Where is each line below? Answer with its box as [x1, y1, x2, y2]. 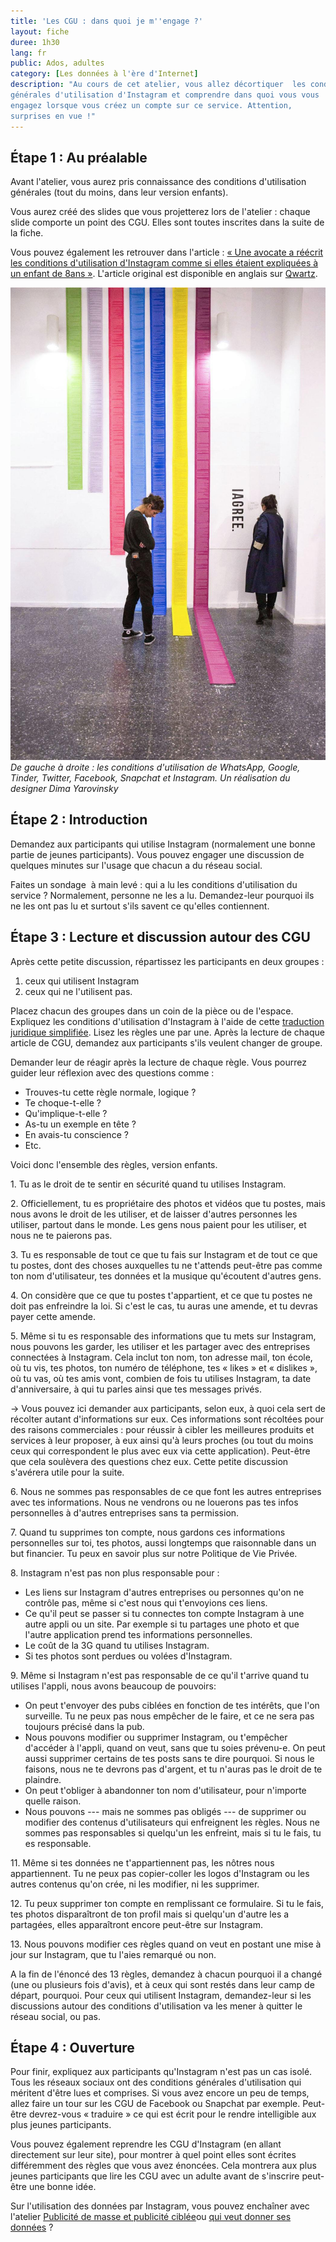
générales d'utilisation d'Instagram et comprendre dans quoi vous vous [10, 90, 320, 100]
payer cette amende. [10, 1310, 96, 1322]
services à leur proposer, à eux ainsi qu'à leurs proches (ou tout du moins [10, 1434, 314, 1446]
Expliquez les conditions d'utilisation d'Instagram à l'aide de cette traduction [10, 1015, 325, 1027]
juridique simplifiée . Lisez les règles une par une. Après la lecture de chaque [10, 1026, 325, 1038]
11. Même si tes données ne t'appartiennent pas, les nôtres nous [10, 1856, 275, 1869]
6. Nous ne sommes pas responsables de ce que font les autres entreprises [10, 1485, 322, 1497]
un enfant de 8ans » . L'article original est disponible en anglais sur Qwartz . [10, 268, 318, 280]
